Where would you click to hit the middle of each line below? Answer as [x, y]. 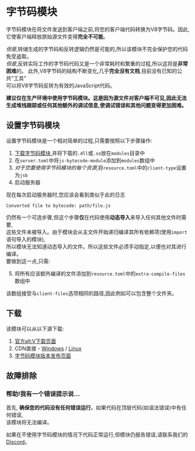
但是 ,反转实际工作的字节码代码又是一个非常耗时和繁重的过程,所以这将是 [92, 63]
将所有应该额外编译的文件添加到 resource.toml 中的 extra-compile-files [100, 273]
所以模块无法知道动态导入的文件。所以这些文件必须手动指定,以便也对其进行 [96, 247]
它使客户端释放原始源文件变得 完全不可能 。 [57, 36]
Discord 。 [18, 442]
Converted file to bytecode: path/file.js [58, 206]
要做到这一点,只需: [28, 261]
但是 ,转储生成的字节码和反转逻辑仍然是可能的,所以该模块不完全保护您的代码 [97, 49]
